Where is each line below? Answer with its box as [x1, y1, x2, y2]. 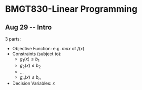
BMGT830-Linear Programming [5, 3, 138, 15]
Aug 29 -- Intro [5, 23, 52, 31]
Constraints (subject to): [12, 51, 62, 57]
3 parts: [5, 36, 21, 42]
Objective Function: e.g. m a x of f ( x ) [12, 46, 85, 51]
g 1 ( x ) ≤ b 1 [19, 56, 39, 63]
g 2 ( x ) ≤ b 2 [19, 62, 41, 69]
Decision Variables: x [12, 80, 55, 87]
